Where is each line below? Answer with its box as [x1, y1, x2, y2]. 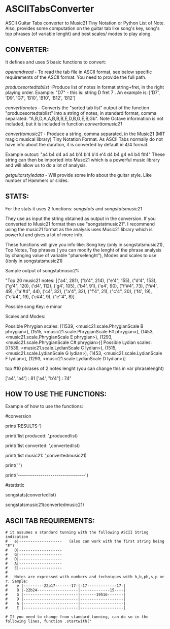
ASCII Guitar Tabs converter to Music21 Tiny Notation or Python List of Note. [5, 20, 165, 26]
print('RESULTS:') [5, 423, 42, 429]
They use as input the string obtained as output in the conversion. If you [5, 215, 156, 222]
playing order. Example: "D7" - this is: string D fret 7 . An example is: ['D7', [5, 89, 160, 96]
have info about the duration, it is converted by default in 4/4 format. [5, 141, 149, 147]
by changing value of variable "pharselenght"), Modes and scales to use [5, 252, 157, 258]
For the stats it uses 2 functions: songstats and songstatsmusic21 [5, 205, 143, 211]
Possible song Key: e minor [5, 303, 62, 309]
